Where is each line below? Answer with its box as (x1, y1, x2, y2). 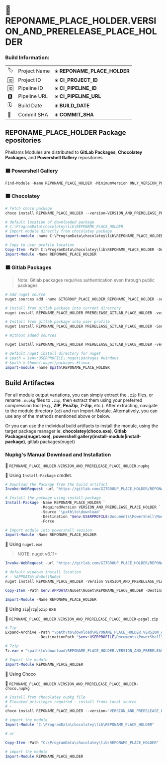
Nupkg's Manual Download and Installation (5, 451, 111, 458)
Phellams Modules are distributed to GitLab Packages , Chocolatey (5, 149, 143, 155)
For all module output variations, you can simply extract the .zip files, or (5, 392, 153, 398)
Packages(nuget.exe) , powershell (5, 434, 77, 440)
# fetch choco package (5, 206, 52, 211)
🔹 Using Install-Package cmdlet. (5, 472, 73, 478)
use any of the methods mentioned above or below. (5, 413, 111, 419)
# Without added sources (5, 333, 57, 338)
